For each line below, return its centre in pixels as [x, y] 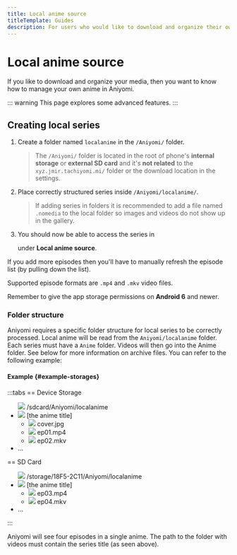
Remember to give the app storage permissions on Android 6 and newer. [114, 297]
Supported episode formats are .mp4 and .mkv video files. [90, 283]
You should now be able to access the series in [86, 235]
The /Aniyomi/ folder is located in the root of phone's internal [125, 156]
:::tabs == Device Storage [45, 392]
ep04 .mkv [52, 501]
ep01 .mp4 [51, 432]
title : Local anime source [47, 14]
